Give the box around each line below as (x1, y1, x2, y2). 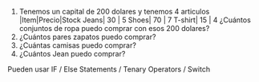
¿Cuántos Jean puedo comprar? (18, 49, 126, 58)
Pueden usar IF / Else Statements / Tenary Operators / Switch (7, 64, 210, 74)
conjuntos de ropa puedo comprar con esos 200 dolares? (18, 24, 210, 33)
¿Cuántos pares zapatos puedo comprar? (18, 32, 156, 41)
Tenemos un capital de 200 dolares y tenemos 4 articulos (18, 7, 210, 16)
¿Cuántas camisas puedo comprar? (18, 41, 137, 50)
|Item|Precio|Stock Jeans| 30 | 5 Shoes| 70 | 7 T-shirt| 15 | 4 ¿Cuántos (18, 15, 252, 25)
